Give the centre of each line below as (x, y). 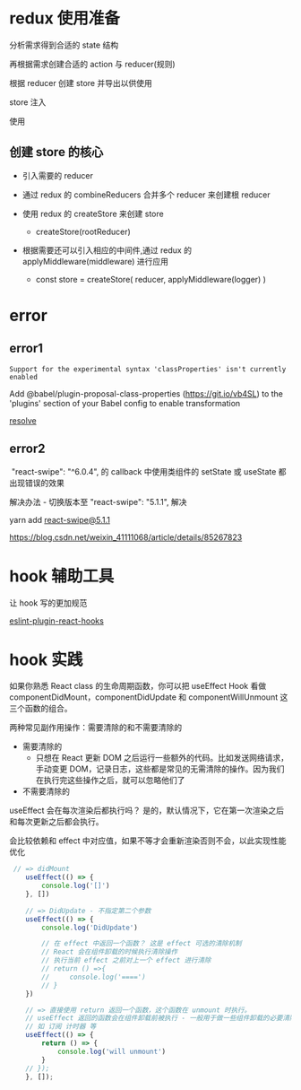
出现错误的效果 (37, 483)
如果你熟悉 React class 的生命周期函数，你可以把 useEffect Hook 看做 (138, 686)
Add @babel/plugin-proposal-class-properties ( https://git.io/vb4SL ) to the (146, 393)
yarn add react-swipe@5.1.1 (60, 519)
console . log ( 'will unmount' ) (112, 1051)
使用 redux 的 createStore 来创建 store (93, 214)
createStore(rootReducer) (83, 231)
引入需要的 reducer (58, 175)
